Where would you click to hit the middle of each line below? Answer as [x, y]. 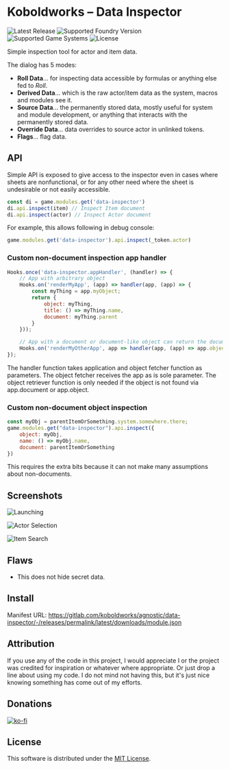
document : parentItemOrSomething [67, 447]
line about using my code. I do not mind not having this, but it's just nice [108, 675]
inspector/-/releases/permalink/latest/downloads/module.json [94, 622]
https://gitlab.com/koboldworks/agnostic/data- [114, 615]
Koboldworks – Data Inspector [94, 12]
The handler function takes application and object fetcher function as [105, 367]
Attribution [31, 644]
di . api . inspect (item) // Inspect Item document [76, 208]
